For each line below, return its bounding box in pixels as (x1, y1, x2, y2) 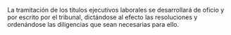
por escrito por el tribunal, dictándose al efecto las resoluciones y (7, 13, 198, 21)
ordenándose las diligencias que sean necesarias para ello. (7, 21, 180, 28)
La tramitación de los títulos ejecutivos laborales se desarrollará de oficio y (7, 6, 225, 14)
